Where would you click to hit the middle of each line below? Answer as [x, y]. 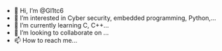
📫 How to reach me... [46, 40]
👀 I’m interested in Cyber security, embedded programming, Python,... [115, 18]
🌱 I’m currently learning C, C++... [61, 25]
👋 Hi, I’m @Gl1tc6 [39, 11]
